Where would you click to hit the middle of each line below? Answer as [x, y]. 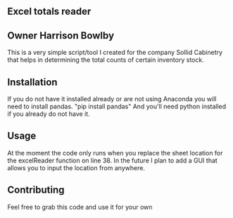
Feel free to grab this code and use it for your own [80, 207]
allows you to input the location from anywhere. [76, 167]
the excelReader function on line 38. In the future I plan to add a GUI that [113, 160]
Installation [32, 82]
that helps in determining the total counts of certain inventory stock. [106, 60]
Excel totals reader [49, 12]
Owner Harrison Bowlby [61, 36]
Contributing [36, 190]
